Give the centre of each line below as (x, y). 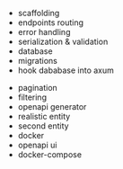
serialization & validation (63, 41)
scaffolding (39, 13)
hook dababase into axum (66, 70)
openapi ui (37, 145)
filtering (32, 97)
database (35, 51)
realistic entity (44, 116)
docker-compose (50, 155)
